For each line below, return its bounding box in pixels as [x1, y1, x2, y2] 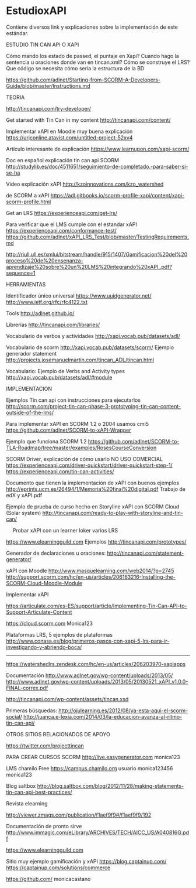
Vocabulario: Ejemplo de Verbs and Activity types [6, 367, 125, 374]
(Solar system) [6, 509, 41, 516]
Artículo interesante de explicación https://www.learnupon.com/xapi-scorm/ [6, 145, 190, 152]
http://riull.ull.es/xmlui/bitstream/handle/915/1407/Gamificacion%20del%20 [6, 251, 188, 258]
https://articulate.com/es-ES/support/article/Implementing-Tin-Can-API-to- [6, 602, 188, 609]
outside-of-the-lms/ [6, 409, 54, 416]
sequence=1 [6, 269, 36, 276]
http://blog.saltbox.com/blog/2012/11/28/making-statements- [37, 782, 184, 789]
